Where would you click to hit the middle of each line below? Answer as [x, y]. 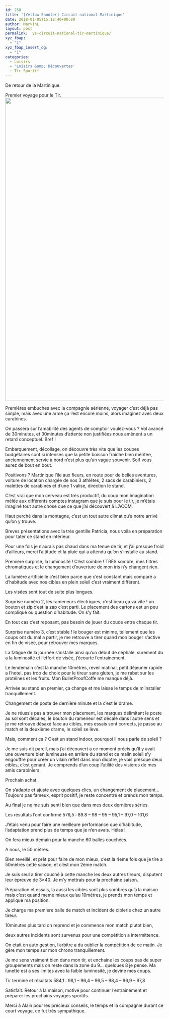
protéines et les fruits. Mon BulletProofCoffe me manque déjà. [69, 678]
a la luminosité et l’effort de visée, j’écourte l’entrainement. [66, 658]
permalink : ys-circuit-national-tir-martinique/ [58, 33]
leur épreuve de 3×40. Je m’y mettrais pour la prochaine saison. [72, 880]
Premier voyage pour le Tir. [33, 95]
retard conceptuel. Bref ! [31, 439]
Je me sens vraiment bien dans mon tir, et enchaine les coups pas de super [83, 960]
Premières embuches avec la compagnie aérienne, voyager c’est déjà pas [82, 408]
